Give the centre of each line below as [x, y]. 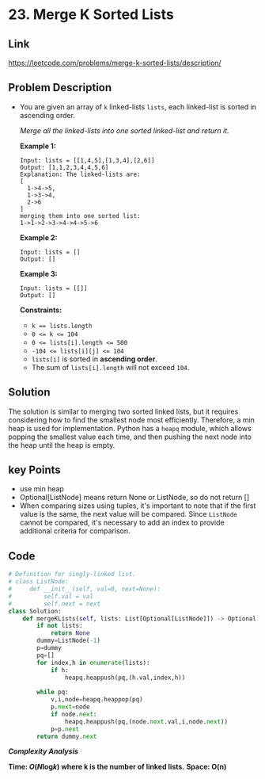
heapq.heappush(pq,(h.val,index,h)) [125, 678]
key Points [34, 470]
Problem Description [60, 88]
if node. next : [74, 714]
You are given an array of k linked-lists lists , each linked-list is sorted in [138, 107]
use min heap [42, 489]
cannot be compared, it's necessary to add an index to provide [122, 523]
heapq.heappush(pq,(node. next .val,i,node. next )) [146, 722]
